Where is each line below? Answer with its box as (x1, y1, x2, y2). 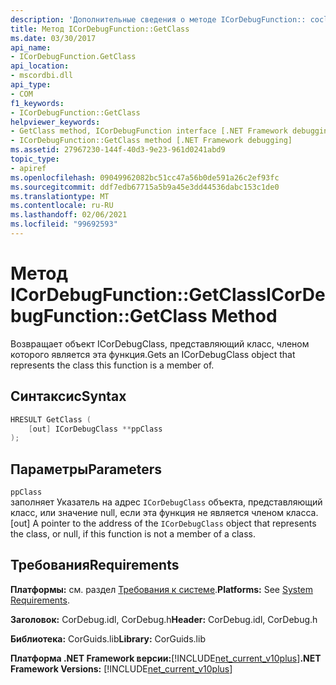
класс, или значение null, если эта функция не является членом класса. (10, 507, 319, 519)
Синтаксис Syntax (10, 388, 127, 405)
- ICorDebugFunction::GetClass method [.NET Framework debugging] (10, 136, 293, 146)
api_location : (10, 61, 70, 71)
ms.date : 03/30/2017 (10, 33, 97, 43)
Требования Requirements (10, 557, 180, 574)
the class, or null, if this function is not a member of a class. (10, 528, 256, 540)
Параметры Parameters (10, 461, 163, 478)
